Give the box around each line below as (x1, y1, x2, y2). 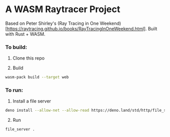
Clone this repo (12, 55, 45, 61)
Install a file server (12, 98, 52, 104)
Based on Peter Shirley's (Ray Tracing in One (5, 20, 99, 26)
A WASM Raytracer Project (5, 4, 120, 15)
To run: (5, 87, 24, 94)
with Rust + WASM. (5, 31, 46, 37)
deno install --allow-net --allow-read (5, 108, 90, 113)
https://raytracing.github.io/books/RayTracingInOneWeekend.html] (7, 25, 146, 31)
